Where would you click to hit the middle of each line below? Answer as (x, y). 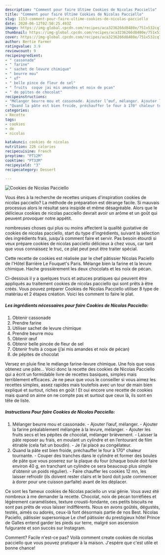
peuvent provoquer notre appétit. (39, 218)
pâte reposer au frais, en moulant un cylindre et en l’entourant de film (82, 440)
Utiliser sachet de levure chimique (47, 328)
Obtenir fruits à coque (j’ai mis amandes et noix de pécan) (71, 349)
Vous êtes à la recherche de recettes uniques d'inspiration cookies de (76, 197)
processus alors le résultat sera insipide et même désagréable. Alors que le (81, 208)
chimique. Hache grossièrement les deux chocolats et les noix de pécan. (79, 269)
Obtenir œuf (25, 339)
